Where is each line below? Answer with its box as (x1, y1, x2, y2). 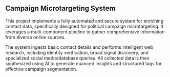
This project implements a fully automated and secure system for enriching (5, 17, 164, 24)
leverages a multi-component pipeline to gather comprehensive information (5, 28, 165, 35)
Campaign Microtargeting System (5, 4, 116, 13)
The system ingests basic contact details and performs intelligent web (5, 44, 154, 50)
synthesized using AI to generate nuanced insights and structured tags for (5, 60, 162, 66)
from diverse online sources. (5, 34, 66, 40)
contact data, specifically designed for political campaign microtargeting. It (5, 23, 164, 29)
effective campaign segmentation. (5, 66, 78, 72)
